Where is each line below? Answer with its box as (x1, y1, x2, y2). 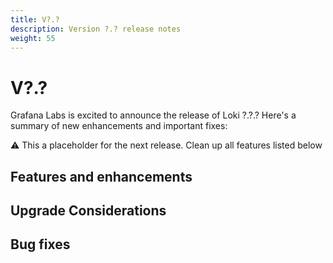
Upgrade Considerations (10, 202, 167, 220)
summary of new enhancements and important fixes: (10, 120, 228, 132)
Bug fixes (10, 236, 71, 253)
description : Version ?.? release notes (10, 24, 182, 34)
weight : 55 (10, 33, 56, 43)
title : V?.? (10, 14, 60, 25)
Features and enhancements (10, 168, 193, 185)
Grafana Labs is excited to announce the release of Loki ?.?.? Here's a (10, 109, 297, 121)
